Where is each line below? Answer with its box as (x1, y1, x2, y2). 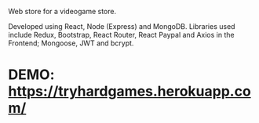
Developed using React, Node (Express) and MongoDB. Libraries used (8, 22, 235, 31)
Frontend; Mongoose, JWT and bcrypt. (8, 38, 134, 48)
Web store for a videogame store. (8, 7, 116, 16)
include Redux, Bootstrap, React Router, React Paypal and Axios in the (8, 31, 235, 39)
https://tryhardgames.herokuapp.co (8, 82, 251, 100)
